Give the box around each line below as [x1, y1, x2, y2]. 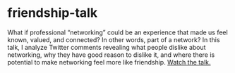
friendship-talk [7, 5, 97, 21]
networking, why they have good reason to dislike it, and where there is [7, 51, 215, 59]
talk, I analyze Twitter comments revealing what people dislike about [7, 43, 206, 51]
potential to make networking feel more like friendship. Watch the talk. [7, 58, 211, 66]
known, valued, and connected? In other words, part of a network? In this [7, 35, 220, 44]
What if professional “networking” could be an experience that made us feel [7, 28, 228, 36]
